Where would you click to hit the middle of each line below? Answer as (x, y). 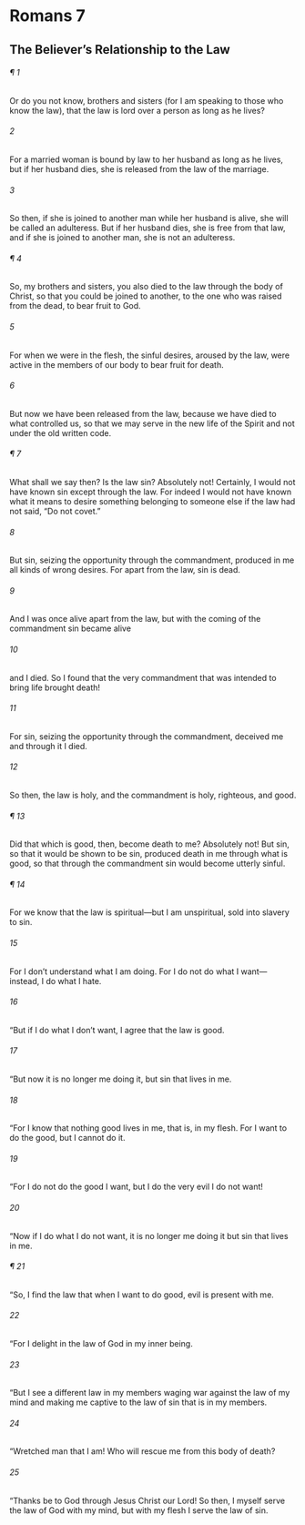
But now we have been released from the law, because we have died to (143, 413)
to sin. (21, 922)
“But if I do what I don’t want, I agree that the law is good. (117, 1030)
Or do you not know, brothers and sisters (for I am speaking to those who (147, 100)
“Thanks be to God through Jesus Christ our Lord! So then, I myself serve (147, 1500)
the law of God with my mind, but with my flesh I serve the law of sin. (139, 1510)
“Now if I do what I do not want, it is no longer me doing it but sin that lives (149, 1235)
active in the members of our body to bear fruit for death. (117, 364)
